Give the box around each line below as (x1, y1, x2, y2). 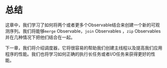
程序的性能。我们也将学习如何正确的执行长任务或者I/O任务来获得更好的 (5, 51, 151, 57)
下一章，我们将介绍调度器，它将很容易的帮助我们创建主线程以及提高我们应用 (5, 45, 163, 51)
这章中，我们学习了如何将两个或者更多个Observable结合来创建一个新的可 (5, 22, 156, 28)
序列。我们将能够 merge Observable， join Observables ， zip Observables (9, 28, 161, 34)
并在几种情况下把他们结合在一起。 (5, 34, 75, 40)
